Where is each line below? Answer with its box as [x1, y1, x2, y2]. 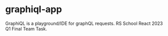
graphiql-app [5, 4, 62, 15]
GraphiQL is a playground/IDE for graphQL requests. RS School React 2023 [5, 20, 163, 26]
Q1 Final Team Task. [5, 25, 47, 31]
